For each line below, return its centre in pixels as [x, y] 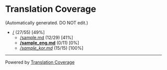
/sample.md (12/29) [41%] [46, 37]
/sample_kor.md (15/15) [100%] [51, 48]
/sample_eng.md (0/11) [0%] [49, 42]
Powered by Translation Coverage [40, 62]
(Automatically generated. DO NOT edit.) [47, 23]
